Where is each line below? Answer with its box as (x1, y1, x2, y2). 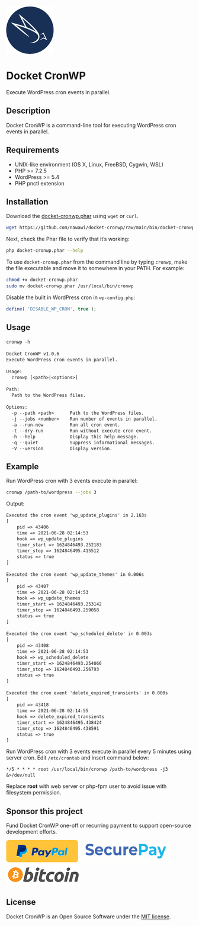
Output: (6, 500, 25, 507)
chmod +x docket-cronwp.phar (6, 277, 78, 283)
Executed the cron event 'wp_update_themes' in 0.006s (6, 572, 145, 578)
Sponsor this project (6, 806, 83, 816)
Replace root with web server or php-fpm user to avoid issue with (6, 783, 167, 790)
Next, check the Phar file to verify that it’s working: (6, 235, 130, 243)
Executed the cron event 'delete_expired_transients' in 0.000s (6, 690, 168, 696)
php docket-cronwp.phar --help (6, 248, 84, 254)
